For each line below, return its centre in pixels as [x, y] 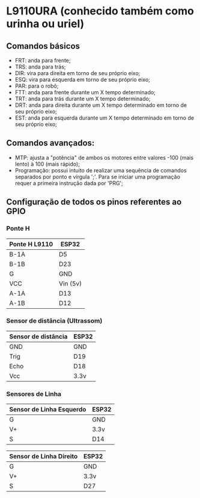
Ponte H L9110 [31, 244]
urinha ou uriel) [45, 24]
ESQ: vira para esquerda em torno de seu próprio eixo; [82, 80]
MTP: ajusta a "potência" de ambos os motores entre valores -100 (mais [104, 157]
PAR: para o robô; [37, 86]
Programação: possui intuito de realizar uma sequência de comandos [101, 170]
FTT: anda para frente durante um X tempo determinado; [85, 92]
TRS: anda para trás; [40, 67]
